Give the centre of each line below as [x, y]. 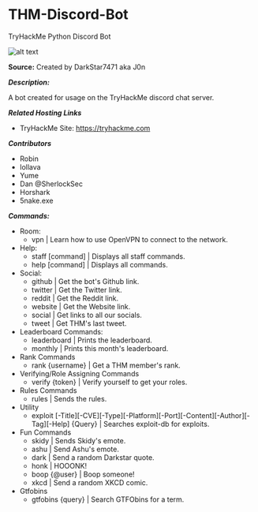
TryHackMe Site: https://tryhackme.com [85, 128]
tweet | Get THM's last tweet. [79, 323]
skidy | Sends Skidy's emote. [79, 440]
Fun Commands [45, 432]
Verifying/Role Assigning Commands [79, 373]
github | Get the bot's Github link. [85, 281]
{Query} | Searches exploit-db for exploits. [140, 424]
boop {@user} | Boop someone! [83, 474]
